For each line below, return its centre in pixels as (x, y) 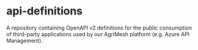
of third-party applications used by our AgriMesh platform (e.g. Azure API (98, 34)
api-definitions (45, 11)
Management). (25, 40)
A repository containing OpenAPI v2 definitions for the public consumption (99, 28)
